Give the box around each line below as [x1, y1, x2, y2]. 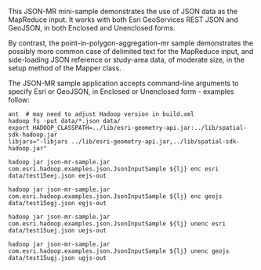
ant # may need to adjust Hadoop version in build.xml [8, 110, 194, 118]
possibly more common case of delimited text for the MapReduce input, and [8, 47, 254, 56]
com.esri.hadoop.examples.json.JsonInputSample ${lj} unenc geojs [8, 247, 230, 255]
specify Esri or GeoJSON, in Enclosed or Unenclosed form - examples [8, 87, 234, 96]
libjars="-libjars [8, 138, 68, 146]
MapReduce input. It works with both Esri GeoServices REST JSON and [8, 15, 239, 24]
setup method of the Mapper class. [8, 63, 121, 73]
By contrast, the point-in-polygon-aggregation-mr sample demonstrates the [8, 38, 253, 48]
